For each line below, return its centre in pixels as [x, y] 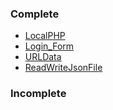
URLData [43, 57]
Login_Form [49, 46]
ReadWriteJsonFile [63, 68]
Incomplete [38, 94]
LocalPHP [45, 36]
